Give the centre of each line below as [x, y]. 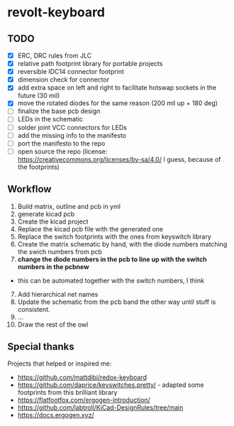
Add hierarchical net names [58, 294]
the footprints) [39, 167]
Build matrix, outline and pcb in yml [69, 206]
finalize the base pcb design [59, 111]
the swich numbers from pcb [60, 251]
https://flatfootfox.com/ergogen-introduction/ [84, 400]
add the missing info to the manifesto [72, 135]
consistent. [34, 309]
